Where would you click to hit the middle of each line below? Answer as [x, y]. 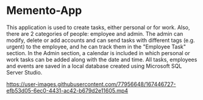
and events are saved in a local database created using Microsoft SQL [94, 66]
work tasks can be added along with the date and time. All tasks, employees [102, 59]
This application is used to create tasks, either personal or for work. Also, [98, 27]
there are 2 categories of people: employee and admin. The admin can [95, 33]
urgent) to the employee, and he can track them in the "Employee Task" [96, 47]
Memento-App [44, 11]
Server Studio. [24, 72]
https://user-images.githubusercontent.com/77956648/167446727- [91, 84]
